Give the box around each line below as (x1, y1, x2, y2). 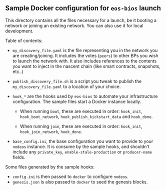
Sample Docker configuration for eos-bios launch (5, 4, 161, 12)
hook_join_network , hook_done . (19, 128, 82, 134)
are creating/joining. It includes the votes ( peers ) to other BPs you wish (12, 52, 158, 58)
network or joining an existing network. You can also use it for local (5, 22, 143, 28)
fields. (12, 154, 25, 160)
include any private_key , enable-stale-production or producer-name (12, 148, 152, 154)
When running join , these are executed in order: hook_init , (19, 123, 142, 129)
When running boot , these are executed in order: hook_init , (19, 108, 142, 114)
